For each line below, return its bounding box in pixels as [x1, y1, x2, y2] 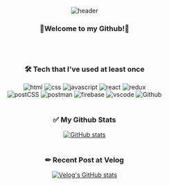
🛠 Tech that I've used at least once [24, 64, 145, 74]
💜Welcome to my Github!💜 [39, 24, 130, 33]
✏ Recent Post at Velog [45, 155, 124, 165]
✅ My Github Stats [53, 115, 116, 124]
